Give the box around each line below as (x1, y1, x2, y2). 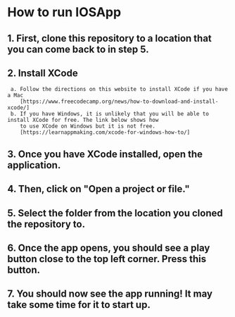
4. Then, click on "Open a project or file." (7, 183, 190, 195)
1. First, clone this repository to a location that (7, 32, 212, 44)
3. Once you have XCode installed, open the (7, 148, 203, 160)
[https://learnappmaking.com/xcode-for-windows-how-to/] (20, 129, 191, 136)
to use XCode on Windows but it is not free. (20, 123, 156, 130)
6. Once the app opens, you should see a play (7, 242, 210, 254)
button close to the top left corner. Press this (7, 253, 206, 265)
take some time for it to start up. (7, 299, 151, 311)
